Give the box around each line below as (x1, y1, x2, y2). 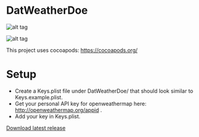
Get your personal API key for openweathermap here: (14, 100, 146, 107)
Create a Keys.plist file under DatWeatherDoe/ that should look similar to (14, 87, 194, 95)
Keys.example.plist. (14, 93, 63, 101)
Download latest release (6, 124, 66, 132)
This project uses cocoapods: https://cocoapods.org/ (6, 46, 138, 54)
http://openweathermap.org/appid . (14, 106, 102, 114)
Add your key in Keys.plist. (14, 112, 81, 120)
